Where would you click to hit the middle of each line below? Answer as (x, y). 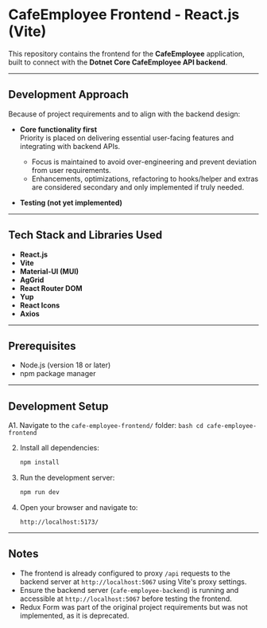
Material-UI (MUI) (49, 271)
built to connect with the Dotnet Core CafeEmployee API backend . (118, 62)
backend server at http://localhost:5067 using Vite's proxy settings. (133, 581)
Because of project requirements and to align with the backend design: (124, 114)
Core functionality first (58, 129)
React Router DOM (51, 288)
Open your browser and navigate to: (79, 507)
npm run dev (39, 493)
